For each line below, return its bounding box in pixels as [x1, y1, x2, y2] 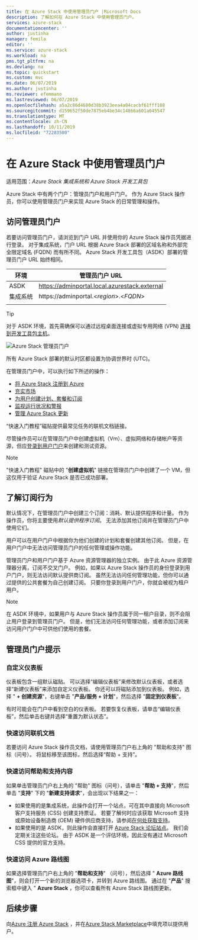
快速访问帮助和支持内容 [6, 767, 73, 775]
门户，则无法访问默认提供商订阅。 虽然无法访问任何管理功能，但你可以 [11, 572, 184, 579]
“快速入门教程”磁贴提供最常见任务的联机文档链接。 [6, 422, 130, 429]
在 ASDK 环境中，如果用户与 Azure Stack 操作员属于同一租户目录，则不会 [6, 610, 185, 617]
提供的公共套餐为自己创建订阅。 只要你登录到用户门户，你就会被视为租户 [11, 579, 189, 586]
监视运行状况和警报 [14, 402, 62, 409]
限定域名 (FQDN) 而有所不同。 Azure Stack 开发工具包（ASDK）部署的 [11, 248, 183, 255]
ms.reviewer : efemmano [6, 91, 62, 97]
